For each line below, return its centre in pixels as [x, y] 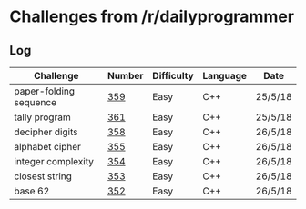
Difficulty [173, 76]
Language [225, 76]
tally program [42, 117]
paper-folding [45, 91]
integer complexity [54, 161]
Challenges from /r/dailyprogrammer [152, 17]
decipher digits [46, 132]
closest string [43, 176]
